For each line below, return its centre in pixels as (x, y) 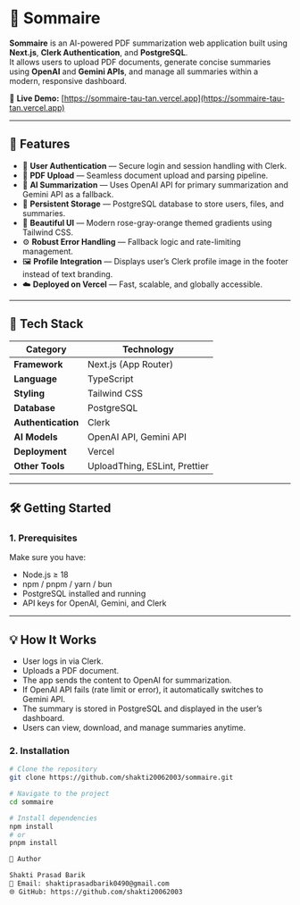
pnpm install (33, 843)
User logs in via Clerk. (63, 661)
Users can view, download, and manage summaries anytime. (134, 728)
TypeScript (111, 379)
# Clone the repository (54, 769)
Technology (148, 349)
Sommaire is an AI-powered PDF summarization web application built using (149, 43)
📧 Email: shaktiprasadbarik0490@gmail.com (89, 884)
